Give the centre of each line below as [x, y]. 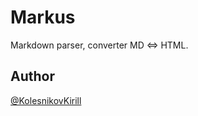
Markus [43, 17]
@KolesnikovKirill [46, 100]
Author [32, 76]
